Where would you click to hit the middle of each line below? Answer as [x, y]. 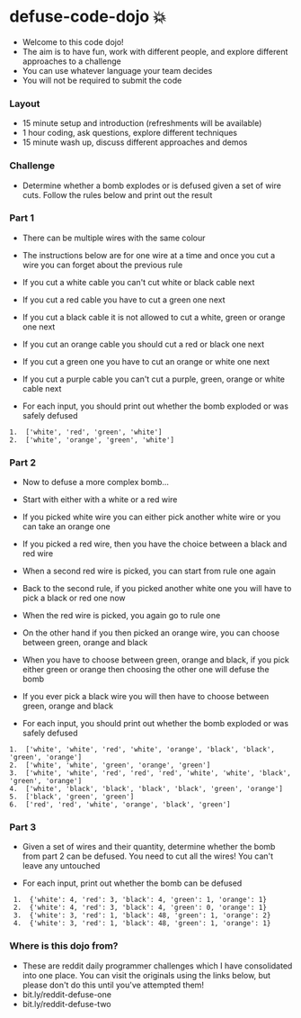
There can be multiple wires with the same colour [114, 238]
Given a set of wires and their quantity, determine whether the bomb [149, 847]
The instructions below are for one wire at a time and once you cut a [149, 255]
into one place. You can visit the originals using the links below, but [146, 975]
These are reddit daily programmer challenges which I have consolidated [157, 966]
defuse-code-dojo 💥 [88, 17]
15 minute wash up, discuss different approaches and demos [135, 142]
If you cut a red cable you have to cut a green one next [124, 300]
